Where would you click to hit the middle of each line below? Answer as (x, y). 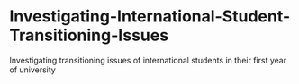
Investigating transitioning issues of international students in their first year (148, 60)
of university (32, 70)
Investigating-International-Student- (150, 17)
